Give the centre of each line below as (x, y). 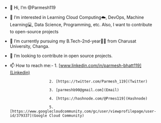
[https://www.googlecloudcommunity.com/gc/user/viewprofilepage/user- (83, 111)
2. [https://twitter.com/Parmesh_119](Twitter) (98, 82)
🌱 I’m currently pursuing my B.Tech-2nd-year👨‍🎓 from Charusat (73, 41)
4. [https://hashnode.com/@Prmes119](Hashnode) (98, 99)
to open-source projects (34, 31)
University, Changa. (30, 46)
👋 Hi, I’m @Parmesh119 (33, 8)
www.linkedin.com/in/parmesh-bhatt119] (101, 65)
